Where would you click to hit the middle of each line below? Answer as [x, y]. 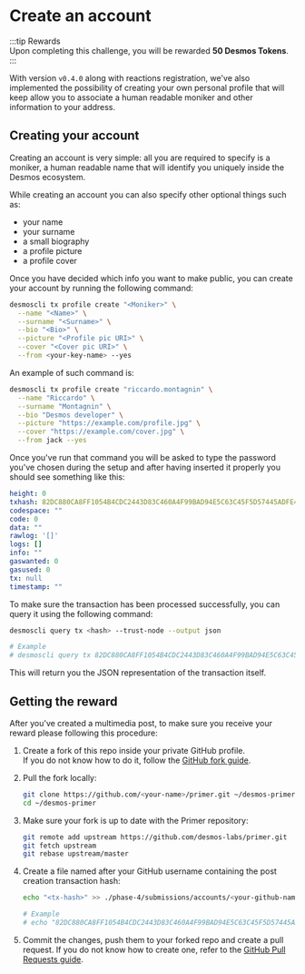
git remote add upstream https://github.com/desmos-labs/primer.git [155, 837]
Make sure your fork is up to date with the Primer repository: [135, 820]
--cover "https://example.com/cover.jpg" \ [101, 432]
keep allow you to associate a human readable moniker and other [131, 97]
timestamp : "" [36, 587]
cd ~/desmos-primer [59, 803]
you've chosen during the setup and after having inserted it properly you [145, 467]
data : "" [26, 528]
